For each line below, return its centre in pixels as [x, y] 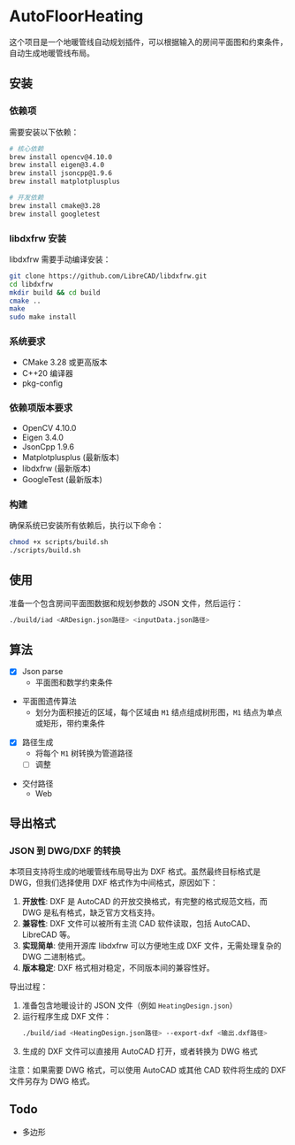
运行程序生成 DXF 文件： [67, 1017]
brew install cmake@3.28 [55, 205]
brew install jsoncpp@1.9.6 [61, 173]
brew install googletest [55, 214]
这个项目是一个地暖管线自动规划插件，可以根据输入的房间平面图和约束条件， [148, 42]
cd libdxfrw [31, 284]
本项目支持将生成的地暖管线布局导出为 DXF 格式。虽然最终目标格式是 [135, 872]
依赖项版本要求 [41, 408]
